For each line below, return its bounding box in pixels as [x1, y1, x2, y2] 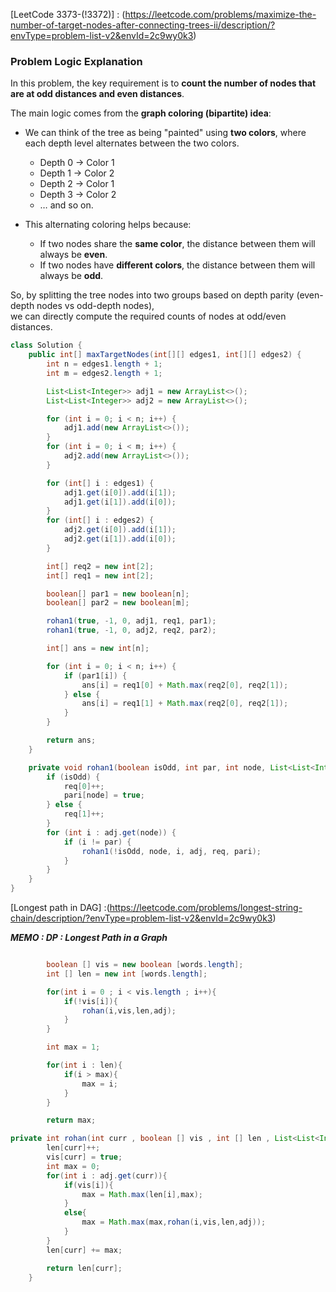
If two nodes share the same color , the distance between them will [39, 238, 316, 250]
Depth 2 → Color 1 [39, 178, 115, 190]
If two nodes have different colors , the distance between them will [39, 259, 316, 271]
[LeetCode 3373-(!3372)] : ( [10, 9, 126, 20]
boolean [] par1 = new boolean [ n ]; [46, 589, 190, 599]
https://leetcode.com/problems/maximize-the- [124, 9, 317, 20]
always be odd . [39, 270, 104, 282]
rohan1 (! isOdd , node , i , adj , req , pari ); [81, 846, 262, 856]
